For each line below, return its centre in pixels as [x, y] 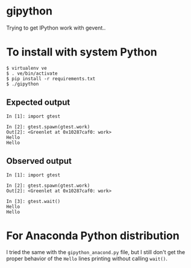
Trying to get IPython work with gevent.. [56, 28]
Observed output [39, 161]
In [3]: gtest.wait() [33, 201]
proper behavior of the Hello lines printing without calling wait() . [87, 259]
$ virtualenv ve [27, 68]
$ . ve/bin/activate [32, 73]
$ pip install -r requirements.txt [51, 79]
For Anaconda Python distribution [93, 235]
